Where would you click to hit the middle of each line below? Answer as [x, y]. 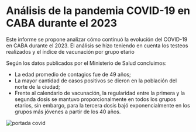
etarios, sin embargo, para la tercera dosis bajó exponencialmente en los [102, 105]
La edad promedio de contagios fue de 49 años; [73, 74]
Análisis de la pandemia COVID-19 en [98, 11]
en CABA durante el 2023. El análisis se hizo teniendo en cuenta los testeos [97, 46]
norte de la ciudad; [37, 86]
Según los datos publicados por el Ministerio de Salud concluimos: [86, 63]
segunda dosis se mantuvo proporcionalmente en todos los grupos [95, 99]
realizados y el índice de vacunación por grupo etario [70, 51]
